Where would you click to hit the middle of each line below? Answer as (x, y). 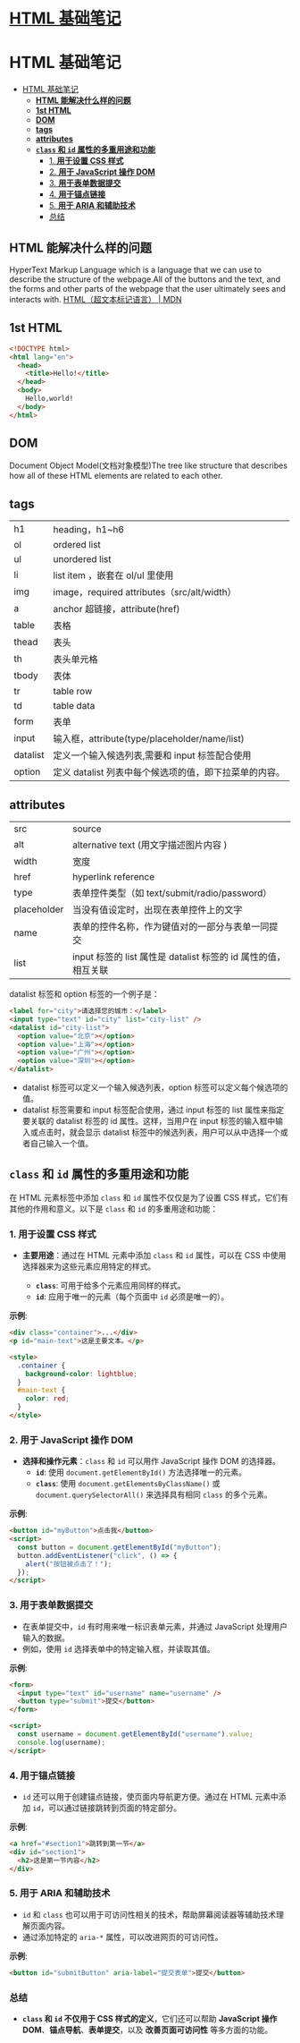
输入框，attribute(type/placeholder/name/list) (149, 739)
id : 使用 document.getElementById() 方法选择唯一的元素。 (141, 1472)
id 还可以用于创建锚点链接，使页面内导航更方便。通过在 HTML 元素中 (150, 1796)
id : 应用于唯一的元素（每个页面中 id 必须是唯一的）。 (132, 1297)
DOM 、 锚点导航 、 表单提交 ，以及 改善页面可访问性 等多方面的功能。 (147, 2030)
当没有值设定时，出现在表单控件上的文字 (158, 910)
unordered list (82, 559)
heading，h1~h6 (89, 530)
